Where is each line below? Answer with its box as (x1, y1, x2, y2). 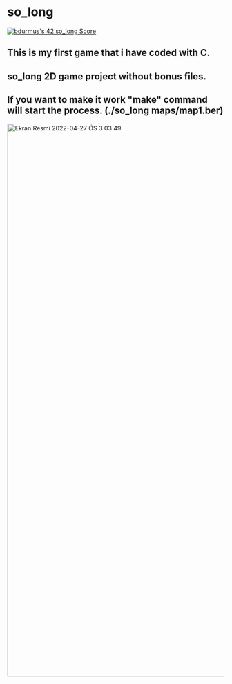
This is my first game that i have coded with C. (7, 47, 211, 59)
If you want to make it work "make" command (7, 94, 209, 106)
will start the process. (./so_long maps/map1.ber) (7, 105, 224, 117)
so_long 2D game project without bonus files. (7, 70, 207, 82)
